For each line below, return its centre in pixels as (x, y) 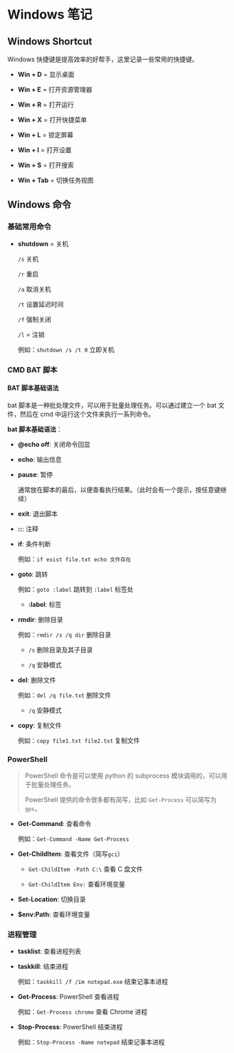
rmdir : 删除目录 (40, 619)
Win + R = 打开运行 (46, 105)
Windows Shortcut (50, 41)
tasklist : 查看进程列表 (49, 951)
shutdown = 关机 (43, 243)
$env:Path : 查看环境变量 (54, 914)
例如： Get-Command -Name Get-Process (73, 839)
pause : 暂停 (35, 475)
